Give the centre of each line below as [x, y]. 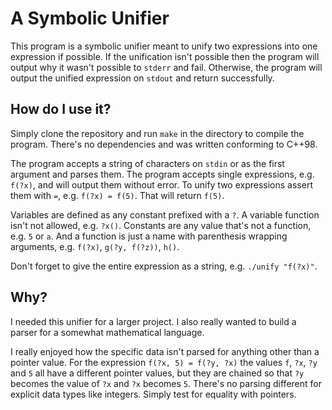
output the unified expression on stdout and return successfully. [142, 78]
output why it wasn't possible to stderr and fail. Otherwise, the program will [166, 67]
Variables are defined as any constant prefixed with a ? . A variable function [165, 214]
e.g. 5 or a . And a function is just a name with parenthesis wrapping [149, 236]
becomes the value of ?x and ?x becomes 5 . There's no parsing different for [166, 383]
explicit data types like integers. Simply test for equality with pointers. [153, 394]
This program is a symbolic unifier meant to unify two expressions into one [164, 46]
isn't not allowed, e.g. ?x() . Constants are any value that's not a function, [161, 225]
